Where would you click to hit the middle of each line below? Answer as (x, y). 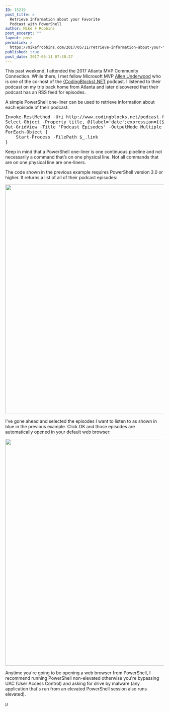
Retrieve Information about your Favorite (55, 19)
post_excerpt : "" (23, 33)
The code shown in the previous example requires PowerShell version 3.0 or (84, 172)
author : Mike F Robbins (30, 29)
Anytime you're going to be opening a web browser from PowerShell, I (78, 673)
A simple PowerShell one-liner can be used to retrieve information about (80, 102)
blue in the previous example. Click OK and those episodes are (70, 427)
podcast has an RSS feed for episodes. (46, 92)
